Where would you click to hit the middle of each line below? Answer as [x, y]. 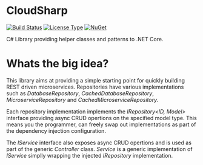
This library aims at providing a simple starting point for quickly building [96, 80]
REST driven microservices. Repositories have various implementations [95, 87]
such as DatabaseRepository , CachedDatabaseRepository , [80, 93]
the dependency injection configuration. [56, 130]
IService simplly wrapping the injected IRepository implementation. [90, 155]
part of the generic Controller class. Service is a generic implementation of [99, 149]
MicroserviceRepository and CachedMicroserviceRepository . [82, 99]
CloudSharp [37, 11]
